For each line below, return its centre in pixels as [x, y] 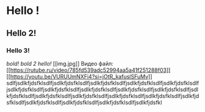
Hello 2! [21, 33]
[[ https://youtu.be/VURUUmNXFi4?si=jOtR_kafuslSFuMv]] [80, 76]
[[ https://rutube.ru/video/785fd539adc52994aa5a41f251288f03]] [88, 70]
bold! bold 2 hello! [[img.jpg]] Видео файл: [60, 63]
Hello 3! [18, 51]
